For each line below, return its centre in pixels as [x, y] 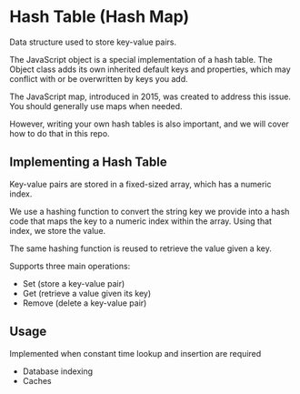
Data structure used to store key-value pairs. [93, 42]
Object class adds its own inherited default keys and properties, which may [150, 69]
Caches [37, 380]
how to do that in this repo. [60, 133]
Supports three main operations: [70, 266]
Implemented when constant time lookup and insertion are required [135, 353]
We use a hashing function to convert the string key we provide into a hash [150, 211]
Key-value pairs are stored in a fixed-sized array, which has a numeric [140, 184]
